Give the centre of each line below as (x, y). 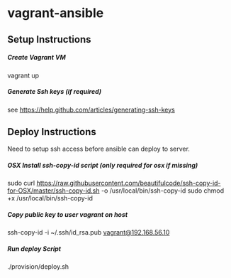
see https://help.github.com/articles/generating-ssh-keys (91, 109)
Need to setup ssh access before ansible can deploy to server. (98, 149)
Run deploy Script (34, 248)
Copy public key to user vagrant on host (68, 214)
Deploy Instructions (52, 132)
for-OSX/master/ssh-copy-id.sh (54, 191)
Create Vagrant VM (36, 58)
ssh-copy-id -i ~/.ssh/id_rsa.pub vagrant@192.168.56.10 (89, 232)
